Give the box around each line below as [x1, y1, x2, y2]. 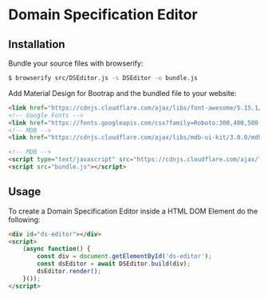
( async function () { [22, 245, 91, 253]
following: [8, 214, 41, 224]
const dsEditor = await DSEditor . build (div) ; [37, 260, 191, 268]
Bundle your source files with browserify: [8, 58, 144, 68]
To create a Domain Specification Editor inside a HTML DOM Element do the [8, 206, 258, 216]
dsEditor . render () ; [37, 268, 102, 276]
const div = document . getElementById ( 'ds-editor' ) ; [37, 252, 213, 260]
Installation [8, 38, 65, 51]
